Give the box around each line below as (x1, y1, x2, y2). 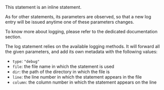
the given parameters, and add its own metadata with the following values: (5, 49, 158, 54)
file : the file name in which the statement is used (12, 64, 114, 69)
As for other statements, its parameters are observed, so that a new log (5, 14, 152, 19)
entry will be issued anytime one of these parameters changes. (5, 19, 134, 25)
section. (5, 34, 22, 40)
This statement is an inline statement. (5, 4, 82, 10)
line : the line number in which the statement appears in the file (12, 74, 142, 80)
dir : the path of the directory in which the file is (12, 69, 110, 75)
